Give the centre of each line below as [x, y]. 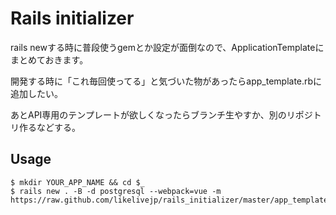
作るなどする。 [49, 127]
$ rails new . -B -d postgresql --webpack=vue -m [116, 191]
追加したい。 [36, 93]
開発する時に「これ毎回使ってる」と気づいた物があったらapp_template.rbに [166, 81]
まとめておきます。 [49, 59]
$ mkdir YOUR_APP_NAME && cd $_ [77, 182]
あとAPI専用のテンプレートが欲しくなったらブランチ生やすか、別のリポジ [161, 114]
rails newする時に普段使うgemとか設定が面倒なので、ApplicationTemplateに [167, 47]
